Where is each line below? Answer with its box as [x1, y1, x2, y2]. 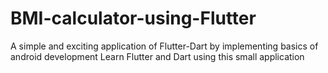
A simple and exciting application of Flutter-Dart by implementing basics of [10, 40, 319, 52]
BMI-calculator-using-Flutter [10, 7, 257, 30]
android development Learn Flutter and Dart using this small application [10, 50, 305, 62]
